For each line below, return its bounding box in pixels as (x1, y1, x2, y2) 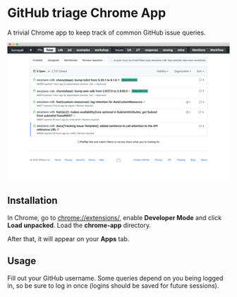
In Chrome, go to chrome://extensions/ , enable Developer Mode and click (7, 213, 222, 222)
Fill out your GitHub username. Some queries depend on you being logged (7, 274, 224, 282)
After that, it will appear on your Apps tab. (7, 234, 130, 243)
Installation (7, 195, 58, 207)
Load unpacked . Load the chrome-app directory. (7, 221, 152, 229)
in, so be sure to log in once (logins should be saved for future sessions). (7, 281, 219, 290)
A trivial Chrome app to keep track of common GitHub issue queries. (7, 28, 206, 37)
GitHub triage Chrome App (7, 5, 166, 21)
